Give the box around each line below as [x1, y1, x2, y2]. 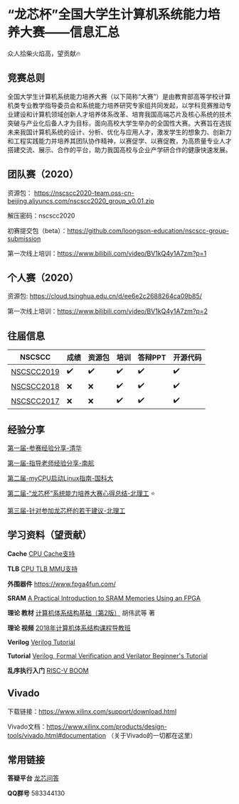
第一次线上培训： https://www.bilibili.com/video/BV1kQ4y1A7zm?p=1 [7, 249, 207, 257]
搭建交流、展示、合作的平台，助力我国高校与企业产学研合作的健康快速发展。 [7, 145, 232, 154]
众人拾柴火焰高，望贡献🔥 [7, 49, 81, 58]
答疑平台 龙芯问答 [7, 774, 59, 783]
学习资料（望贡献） [7, 529, 92, 541]
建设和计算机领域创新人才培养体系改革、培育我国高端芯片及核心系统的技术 [13, 109, 232, 118]
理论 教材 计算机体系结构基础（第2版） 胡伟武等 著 [7, 609, 155, 617]
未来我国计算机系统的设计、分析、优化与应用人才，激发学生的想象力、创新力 [7, 127, 232, 136]
